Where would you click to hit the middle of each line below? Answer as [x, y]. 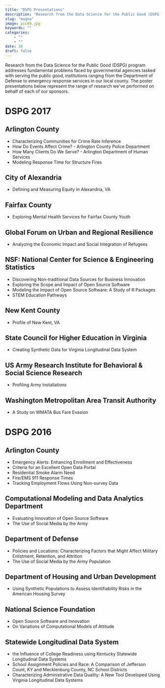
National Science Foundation [50, 609]
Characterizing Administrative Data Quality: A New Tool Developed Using [86, 675]
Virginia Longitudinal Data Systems [48, 680]
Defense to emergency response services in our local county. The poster [79, 81]
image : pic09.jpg [23, 23]
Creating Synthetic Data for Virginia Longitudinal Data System [74, 350]
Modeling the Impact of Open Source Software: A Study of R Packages [84, 290]
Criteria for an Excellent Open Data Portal [54, 467]
